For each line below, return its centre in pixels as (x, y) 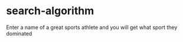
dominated (19, 33)
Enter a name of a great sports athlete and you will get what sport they (92, 27)
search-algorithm (50, 11)
